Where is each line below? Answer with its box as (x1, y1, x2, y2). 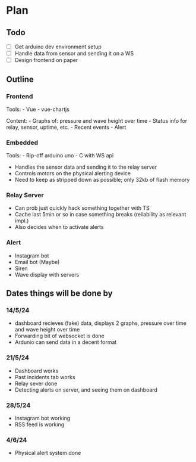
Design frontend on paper (14, 57, 78, 64)
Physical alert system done (14, 449, 81, 457)
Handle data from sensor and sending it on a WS (14, 50, 134, 57)
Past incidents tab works (14, 373, 75, 380)
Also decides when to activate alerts (14, 224, 104, 231)
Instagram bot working (14, 415, 71, 422)
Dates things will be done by (6, 289, 113, 299)
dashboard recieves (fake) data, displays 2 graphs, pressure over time (14, 320, 187, 327)
